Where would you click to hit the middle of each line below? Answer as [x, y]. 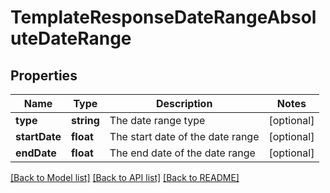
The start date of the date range [184, 136]
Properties [44, 75]
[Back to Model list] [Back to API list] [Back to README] [125, 177]
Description [184, 103]
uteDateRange [71, 38]
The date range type [157, 120]
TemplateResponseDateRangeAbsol [163, 17]
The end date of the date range [182, 153]
